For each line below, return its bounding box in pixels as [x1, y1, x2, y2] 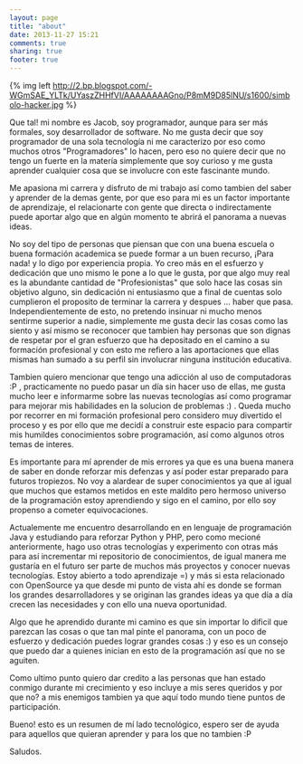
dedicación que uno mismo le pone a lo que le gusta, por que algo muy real [9, 268, 290, 278]
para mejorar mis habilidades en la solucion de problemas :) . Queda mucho [9, 400, 291, 411]
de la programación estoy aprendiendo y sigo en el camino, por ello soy [9, 495, 277, 505]
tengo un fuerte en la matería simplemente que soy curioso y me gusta [9, 156, 273, 166]
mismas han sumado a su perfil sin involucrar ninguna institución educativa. [9, 354, 292, 365]
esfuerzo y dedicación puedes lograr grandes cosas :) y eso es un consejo [9, 635, 289, 646]
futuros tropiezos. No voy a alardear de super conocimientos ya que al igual [9, 476, 292, 486]
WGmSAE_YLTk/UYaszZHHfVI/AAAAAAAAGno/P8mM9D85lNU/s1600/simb [9, 90, 290, 100]
